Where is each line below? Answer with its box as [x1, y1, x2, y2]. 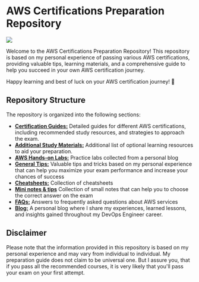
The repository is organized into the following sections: [6, 111, 141, 118]
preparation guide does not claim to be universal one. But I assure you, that [6, 256, 190, 264]
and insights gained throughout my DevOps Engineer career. [14, 211, 163, 218]
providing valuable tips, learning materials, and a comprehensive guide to [6, 60, 186, 67]
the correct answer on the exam [14, 192, 93, 199]
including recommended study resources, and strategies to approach [14, 129, 185, 136]
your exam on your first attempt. [6, 269, 85, 276]
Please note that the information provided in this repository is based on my [6, 243, 189, 251]
